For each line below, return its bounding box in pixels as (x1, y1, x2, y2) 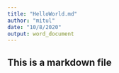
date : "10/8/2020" (7, 23, 62, 30)
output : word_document (7, 30, 74, 38)
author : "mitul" (7, 17, 55, 24)
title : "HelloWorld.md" (7, 10, 78, 18)
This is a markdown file (7, 56, 112, 68)
